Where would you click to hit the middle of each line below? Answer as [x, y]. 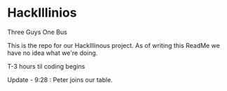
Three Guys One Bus [37, 32]
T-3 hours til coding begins [46, 66]
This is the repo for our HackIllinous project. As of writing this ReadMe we [114, 45]
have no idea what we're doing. [53, 53]
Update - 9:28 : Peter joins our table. [60, 80]
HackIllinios [42, 13]
